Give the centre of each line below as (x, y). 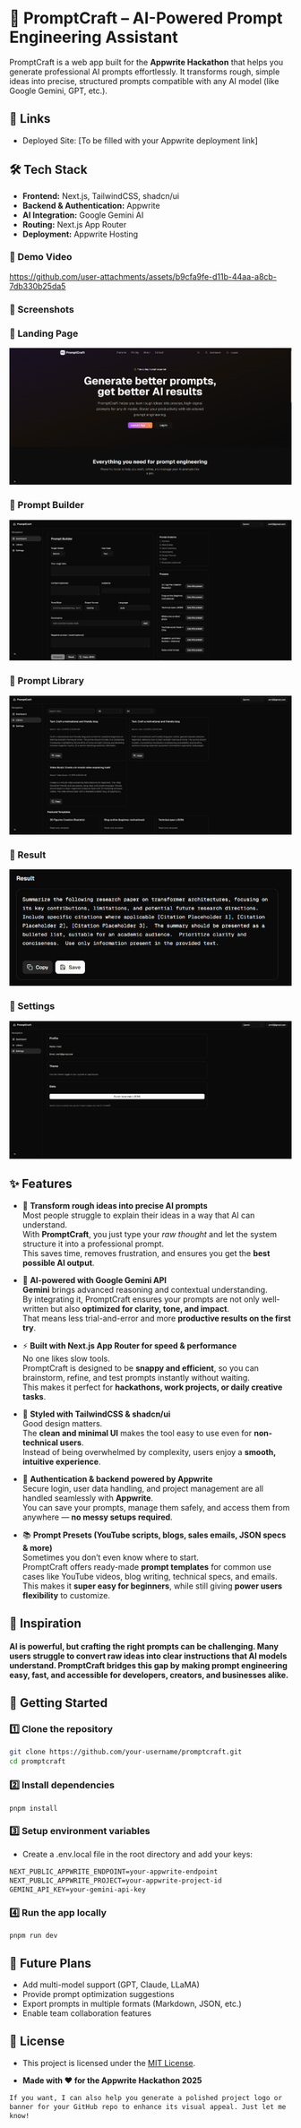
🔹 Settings (32, 1006)
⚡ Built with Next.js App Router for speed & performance (129, 1345)
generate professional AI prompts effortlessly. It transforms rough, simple (145, 72)
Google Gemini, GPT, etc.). (58, 90)
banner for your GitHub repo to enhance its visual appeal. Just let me (148, 2106)
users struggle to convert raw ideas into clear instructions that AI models (148, 1656)
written (35, 1308)
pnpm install (34, 1808)
